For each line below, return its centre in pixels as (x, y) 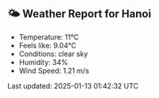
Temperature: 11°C (49, 37)
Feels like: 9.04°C (47, 45)
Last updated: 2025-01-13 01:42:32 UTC (73, 85)
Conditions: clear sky (53, 54)
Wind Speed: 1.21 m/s (54, 70)
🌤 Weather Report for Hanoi (79, 14)
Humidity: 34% (44, 62)
